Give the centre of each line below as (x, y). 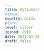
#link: (11, 23)
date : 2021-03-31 (22, 37)
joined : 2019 (18, 32)
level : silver (19, 28)
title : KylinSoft (22, 9)
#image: (13, 14)
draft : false (18, 41)
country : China (20, 18)
